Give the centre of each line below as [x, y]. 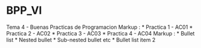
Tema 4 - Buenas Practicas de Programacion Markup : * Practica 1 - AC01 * [100, 27]
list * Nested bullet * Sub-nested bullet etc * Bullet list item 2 [81, 40]
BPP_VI [24, 10]
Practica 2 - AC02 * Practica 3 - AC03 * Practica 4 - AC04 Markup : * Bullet [100, 33]
